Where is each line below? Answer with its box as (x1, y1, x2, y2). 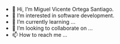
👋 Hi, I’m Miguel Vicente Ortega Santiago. (11, 6, 114, 12)
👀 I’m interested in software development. (11, 12, 115, 19)
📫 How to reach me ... (11, 32, 67, 38)
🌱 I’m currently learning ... (11, 18, 76, 25)
